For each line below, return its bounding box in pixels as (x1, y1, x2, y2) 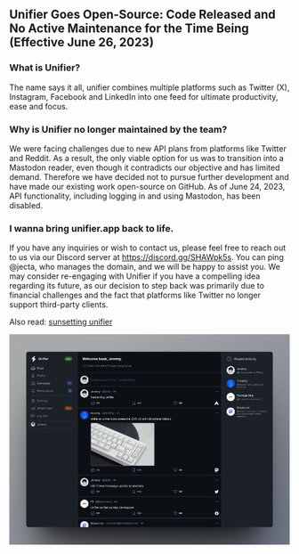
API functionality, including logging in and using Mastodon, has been (9, 191, 261, 201)
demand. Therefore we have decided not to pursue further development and (9, 171, 289, 182)
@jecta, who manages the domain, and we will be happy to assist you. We (9, 262, 280, 273)
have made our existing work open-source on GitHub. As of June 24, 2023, (9, 181, 286, 191)
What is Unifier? (9, 61, 81, 74)
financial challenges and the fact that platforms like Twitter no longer (9, 289, 261, 301)
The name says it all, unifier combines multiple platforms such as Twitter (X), (9, 82, 290, 93)
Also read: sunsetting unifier (9, 316, 113, 328)
